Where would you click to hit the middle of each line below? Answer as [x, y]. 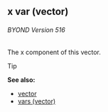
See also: [21, 80]
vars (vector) [37, 101]
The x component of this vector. [54, 52]
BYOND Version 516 [36, 30]
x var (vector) [38, 12]
